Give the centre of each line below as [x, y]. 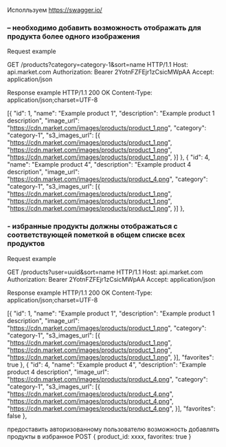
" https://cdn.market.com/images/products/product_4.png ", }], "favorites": [111, 408]
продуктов [26, 244]
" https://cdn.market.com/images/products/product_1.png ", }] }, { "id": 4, [109, 157]
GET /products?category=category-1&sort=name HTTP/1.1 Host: [98, 65]
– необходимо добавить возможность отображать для [104, 28]
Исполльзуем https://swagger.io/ [55, 10]
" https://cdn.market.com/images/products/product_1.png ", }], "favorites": [111, 357]
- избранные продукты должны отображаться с [92, 227]
